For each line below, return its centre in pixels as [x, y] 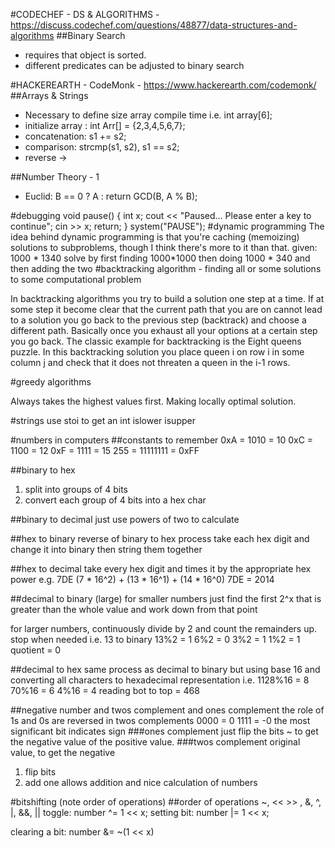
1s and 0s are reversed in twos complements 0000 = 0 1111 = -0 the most [160, 720]
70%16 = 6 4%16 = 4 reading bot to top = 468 [105, 690]
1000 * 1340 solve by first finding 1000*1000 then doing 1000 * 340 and [160, 258]
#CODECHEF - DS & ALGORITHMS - [85, 14]
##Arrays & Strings [49, 95]
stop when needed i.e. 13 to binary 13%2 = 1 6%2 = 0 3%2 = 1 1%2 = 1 [155, 639]
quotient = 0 [36, 650]
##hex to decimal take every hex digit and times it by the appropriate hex [161, 568]
